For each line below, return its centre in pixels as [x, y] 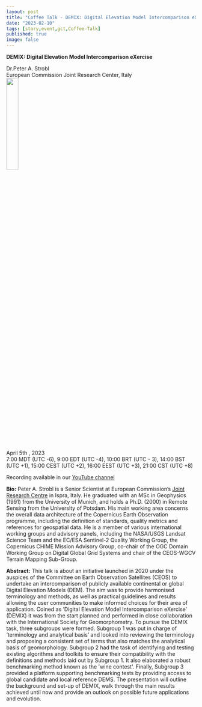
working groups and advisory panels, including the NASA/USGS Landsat [96, 534]
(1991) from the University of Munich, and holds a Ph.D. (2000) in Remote [97, 502]
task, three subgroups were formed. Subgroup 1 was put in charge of [92, 628]
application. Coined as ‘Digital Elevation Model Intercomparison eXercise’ [97, 609]
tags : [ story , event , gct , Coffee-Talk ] [54, 29]
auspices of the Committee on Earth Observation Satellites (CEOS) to [92, 577]
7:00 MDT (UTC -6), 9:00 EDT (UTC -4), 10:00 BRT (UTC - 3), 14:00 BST [96, 459]
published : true [26, 34]
